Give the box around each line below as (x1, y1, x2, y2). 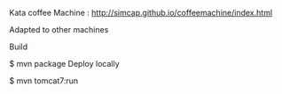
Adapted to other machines (9, 25, 109, 34)
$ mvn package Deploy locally (9, 59, 120, 69)
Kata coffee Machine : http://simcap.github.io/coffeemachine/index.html (9, 8, 273, 18)
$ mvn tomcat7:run (9, 76, 79, 86)
